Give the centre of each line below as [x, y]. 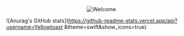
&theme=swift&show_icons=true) [105, 27]
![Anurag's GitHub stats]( [37, 21]
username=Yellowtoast [35, 27]
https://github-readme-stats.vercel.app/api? [123, 21]
